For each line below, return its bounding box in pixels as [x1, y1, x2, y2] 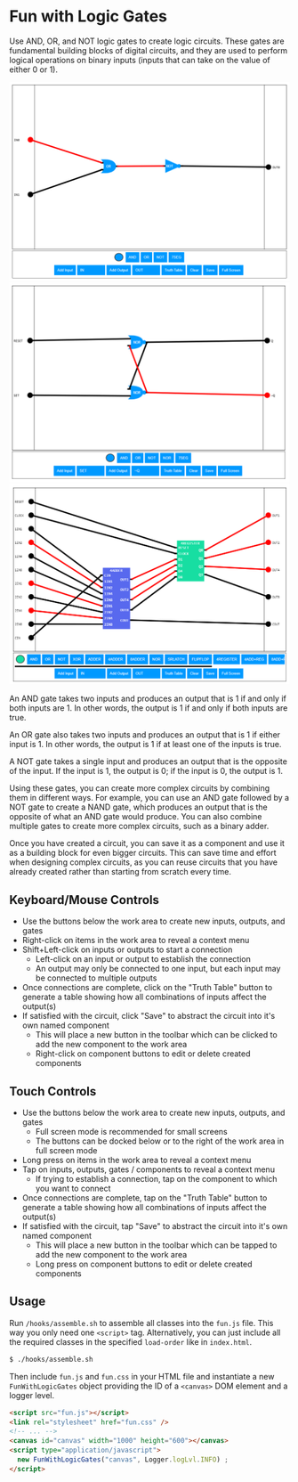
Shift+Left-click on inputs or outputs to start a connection [21, 944, 233, 955]
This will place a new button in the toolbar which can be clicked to [35, 1030, 278, 1040]
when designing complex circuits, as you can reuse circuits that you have [9, 857, 278, 867]
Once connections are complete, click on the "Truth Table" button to [21, 982, 273, 993]
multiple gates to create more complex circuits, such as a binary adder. [9, 821, 270, 832]
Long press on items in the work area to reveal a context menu [21, 1154, 252, 1165]
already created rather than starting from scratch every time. [9, 867, 232, 877]
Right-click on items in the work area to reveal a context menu [21, 935, 250, 946]
